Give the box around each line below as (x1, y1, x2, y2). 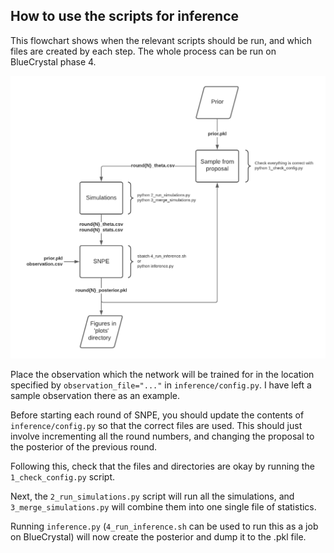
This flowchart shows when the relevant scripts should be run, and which (10, 34, 312, 46)
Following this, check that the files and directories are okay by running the (10, 460, 315, 473)
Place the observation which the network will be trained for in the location (10, 369, 315, 381)
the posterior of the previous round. (10, 441, 158, 453)
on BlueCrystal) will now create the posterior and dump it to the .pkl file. (10, 531, 307, 543)
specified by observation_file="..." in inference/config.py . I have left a (10, 379, 312, 391)
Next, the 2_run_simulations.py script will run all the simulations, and (10, 490, 295, 503)
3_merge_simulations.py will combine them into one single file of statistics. (10, 501, 317, 513)
